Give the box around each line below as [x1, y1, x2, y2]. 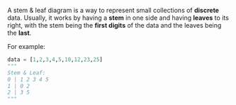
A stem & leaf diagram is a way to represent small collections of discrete [7, 6, 220, 14]
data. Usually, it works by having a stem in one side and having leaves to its [7, 13, 229, 22]
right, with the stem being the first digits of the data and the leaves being [7, 21, 222, 29]
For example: [7, 43, 46, 50]
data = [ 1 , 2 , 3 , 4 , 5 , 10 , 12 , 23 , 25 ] [7, 56, 103, 63]
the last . [7, 28, 32, 37]
